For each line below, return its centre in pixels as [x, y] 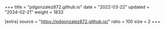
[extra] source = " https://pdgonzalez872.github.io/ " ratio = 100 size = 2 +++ [82, 22]
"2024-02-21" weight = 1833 [34, 12]
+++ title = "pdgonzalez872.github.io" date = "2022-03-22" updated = [77, 7]
